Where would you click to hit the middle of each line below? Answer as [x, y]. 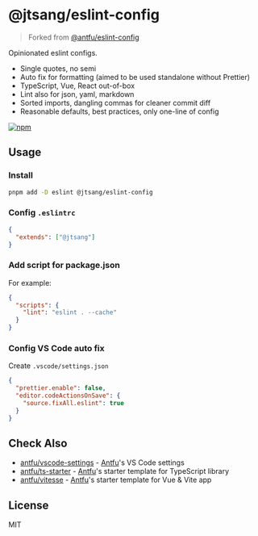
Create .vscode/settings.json [58, 366]
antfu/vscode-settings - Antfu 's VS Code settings [102, 463]
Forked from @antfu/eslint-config [83, 37]
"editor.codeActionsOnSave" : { [68, 396]
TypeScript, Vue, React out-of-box [77, 86]
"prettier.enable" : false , [61, 388]
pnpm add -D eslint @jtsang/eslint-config [81, 192]
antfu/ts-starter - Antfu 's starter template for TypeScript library [125, 471]
